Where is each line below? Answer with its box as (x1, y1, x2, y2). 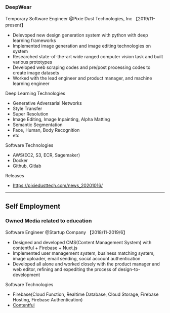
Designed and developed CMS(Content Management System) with (12, 239, 152, 245)
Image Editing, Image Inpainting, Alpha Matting (12, 116, 110, 123)
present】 (5, 22, 26, 28)
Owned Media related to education (5, 217, 92, 224)
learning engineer (12, 81, 50, 87)
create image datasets (12, 70, 60, 76)
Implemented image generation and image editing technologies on (12, 43, 151, 49)
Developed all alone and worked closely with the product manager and (12, 261, 160, 267)
